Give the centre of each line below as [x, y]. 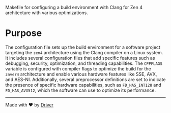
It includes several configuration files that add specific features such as [80, 58]
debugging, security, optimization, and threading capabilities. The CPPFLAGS [84, 63]
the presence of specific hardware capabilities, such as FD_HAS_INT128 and [83, 85]
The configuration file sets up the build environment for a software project [83, 47]
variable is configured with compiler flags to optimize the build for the [78, 68]
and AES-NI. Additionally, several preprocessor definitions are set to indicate [85, 79]
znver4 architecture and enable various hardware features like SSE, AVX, [81, 74]
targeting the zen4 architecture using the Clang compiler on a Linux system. [84, 52]
